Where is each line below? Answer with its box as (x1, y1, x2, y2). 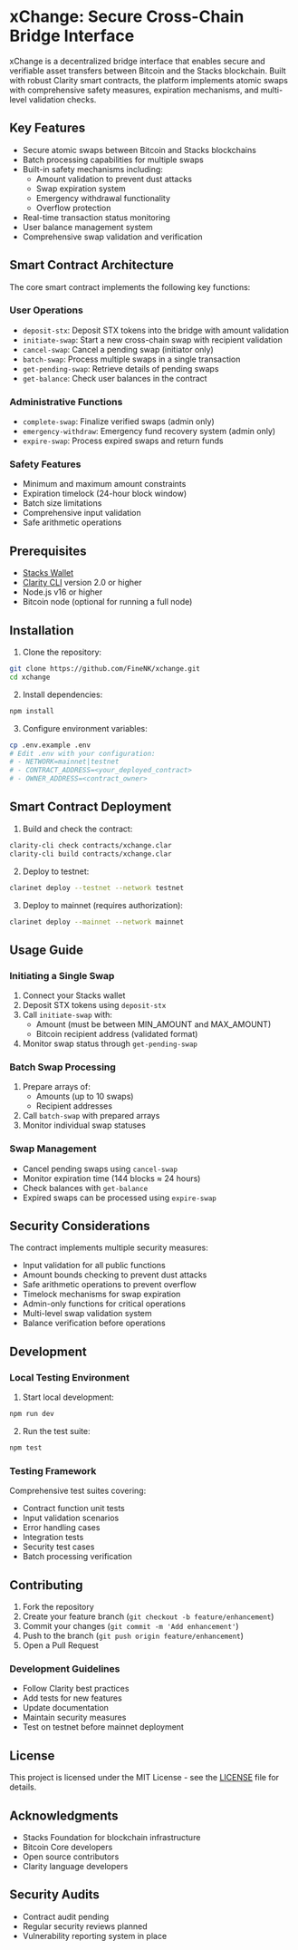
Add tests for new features (22, 1693, 122, 1703)
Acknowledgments (9, 1808, 120, 1823)
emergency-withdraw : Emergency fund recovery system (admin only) (22, 426, 276, 437)
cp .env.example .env (9, 741, 91, 750)
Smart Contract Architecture (9, 257, 174, 273)
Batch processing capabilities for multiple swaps (22, 154, 204, 165)
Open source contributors (22, 1851, 120, 1862)
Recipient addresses (35, 1101, 113, 1111)
